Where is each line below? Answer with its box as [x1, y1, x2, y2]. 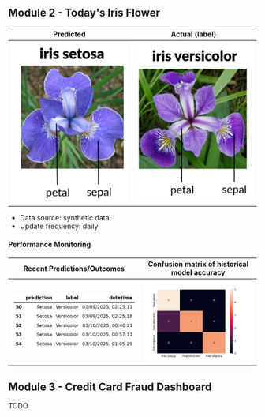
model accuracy [170, 268, 226, 277]
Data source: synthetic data [19, 213, 110, 223]
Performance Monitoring [8, 239, 91, 249]
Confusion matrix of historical [147, 260, 249, 269]
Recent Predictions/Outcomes [23, 264, 125, 273]
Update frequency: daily [19, 221, 99, 231]
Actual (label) [170, 29, 217, 39]
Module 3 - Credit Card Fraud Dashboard [8, 380, 212, 393]
